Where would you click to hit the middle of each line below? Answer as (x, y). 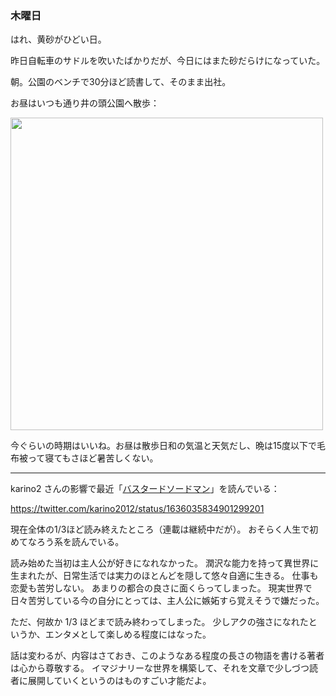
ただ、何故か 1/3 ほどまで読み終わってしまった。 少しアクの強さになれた (159, 622)
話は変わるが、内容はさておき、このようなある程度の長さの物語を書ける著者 (167, 656)
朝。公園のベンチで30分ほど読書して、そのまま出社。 (121, 82)
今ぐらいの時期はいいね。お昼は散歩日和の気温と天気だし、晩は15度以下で (163, 446)
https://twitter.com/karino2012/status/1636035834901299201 (137, 509)
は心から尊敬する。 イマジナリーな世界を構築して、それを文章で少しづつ (160, 668)
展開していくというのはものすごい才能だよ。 (119, 681)
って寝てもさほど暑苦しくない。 (93, 458)
